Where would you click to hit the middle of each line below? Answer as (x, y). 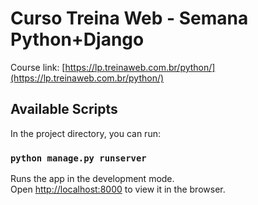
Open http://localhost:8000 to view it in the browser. (118, 189)
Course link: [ (38, 67)
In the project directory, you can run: (85, 133)
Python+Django (77, 39)
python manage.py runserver (78, 158)
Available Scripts (64, 109)
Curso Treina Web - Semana (129, 18)
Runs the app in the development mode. (92, 179)
